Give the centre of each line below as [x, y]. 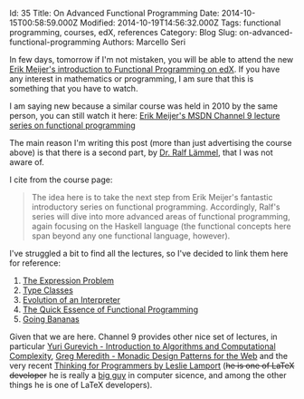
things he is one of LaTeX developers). [81, 385]
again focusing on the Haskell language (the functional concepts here [161, 226]
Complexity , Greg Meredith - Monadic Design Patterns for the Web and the [148, 356]
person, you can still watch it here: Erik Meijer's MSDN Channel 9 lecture [145, 116]
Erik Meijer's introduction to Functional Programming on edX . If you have [145, 69]
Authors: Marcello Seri [144, 42]
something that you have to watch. [74, 88]
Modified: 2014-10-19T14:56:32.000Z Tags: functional [180, 23]
